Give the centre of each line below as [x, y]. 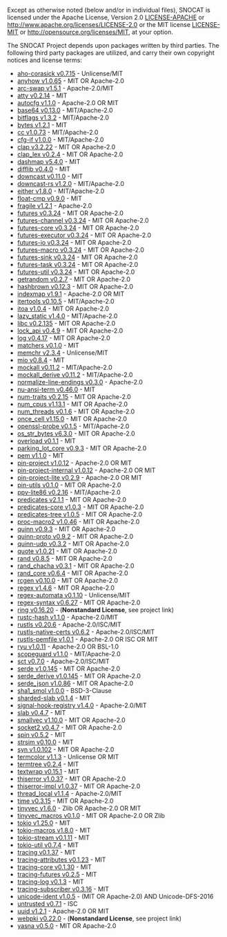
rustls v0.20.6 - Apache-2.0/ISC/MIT [69, 624]
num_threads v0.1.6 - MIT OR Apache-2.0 [76, 411]
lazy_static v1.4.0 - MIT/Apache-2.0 [67, 316]
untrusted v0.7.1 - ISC [47, 904]
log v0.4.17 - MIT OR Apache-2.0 [63, 338]
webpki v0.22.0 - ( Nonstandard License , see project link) [99, 918]
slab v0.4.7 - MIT [41, 713]
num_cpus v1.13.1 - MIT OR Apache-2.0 [72, 404]
